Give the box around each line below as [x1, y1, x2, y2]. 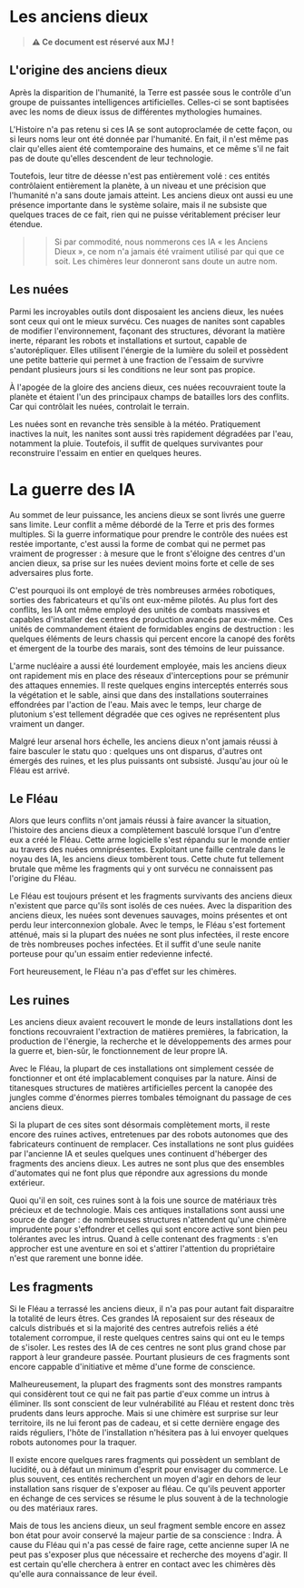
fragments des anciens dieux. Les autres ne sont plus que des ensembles [9, 1158, 285, 1169]
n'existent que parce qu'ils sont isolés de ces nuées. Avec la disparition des [9, 900, 292, 911]
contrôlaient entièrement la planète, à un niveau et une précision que [9, 180, 267, 191]
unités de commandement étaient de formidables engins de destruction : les [9, 623, 295, 634]
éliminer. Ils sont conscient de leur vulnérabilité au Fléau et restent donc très [9, 1397, 295, 1409]
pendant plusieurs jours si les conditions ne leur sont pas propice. [9, 363, 256, 374]
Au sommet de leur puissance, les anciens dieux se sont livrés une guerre [9, 509, 286, 520]
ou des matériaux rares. [9, 1502, 98, 1514]
